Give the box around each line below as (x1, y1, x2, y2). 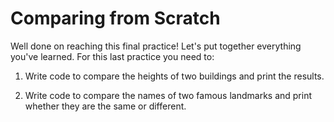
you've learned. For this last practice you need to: (10, 50, 215, 62)
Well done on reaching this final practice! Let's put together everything (10, 40, 302, 52)
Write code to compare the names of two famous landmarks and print (24, 89, 313, 101)
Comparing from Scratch (10, 7, 221, 30)
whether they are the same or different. (24, 100, 187, 112)
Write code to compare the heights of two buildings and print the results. (24, 70, 325, 82)
